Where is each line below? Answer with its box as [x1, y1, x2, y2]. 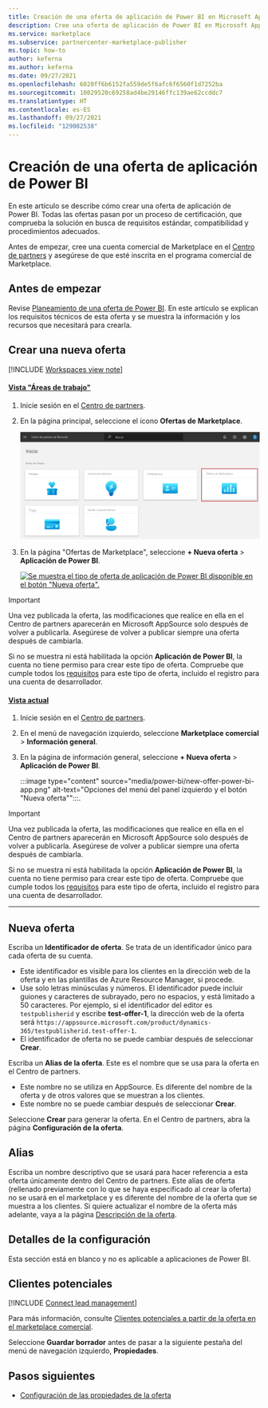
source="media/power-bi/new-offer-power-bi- [100, 777, 255, 786]
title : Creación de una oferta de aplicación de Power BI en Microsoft [8, 13, 251, 21]
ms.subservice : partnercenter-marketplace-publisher [8, 38, 187, 46]
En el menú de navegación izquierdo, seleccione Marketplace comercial [19, 729, 259, 738]
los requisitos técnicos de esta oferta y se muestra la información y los [8, 311, 241, 321]
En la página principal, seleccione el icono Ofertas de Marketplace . [19, 416, 243, 425]
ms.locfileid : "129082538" [8, 122, 98, 131]
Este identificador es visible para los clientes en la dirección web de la [19, 967, 251, 976]
